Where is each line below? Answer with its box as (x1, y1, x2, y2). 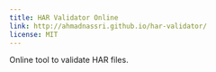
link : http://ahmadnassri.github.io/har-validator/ (9, 22, 207, 31)
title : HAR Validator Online (9, 13, 119, 22)
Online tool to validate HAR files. (9, 55, 129, 66)
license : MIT (9, 30, 58, 39)
